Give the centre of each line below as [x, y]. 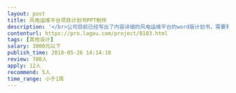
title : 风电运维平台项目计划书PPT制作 [57, 20]
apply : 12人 [24, 66]
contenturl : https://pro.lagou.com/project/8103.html [88, 33]
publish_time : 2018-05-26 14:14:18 [59, 53]
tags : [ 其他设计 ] [31, 40]
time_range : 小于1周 [36, 79]
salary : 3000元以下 [34, 46]
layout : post [26, 14]
